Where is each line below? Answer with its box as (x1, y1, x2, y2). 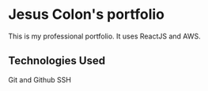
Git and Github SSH (8, 75, 71, 84)
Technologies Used (8, 54, 105, 67)
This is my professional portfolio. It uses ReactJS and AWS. (8, 31, 201, 41)
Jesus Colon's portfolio (8, 5, 165, 24)
